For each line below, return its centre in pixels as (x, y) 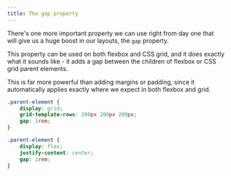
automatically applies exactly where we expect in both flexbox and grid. (109, 89)
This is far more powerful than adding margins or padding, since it (101, 82)
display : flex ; (41, 146)
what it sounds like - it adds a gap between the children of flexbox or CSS (112, 61)
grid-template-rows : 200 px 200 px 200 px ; (78, 115)
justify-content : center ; (57, 153)
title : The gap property (43, 13)
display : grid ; (41, 108)
